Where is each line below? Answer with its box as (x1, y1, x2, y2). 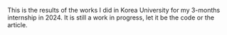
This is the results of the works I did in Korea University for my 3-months (7, 6, 221, 14)
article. (7, 21, 28, 29)
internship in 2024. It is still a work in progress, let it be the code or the (7, 13, 215, 22)
